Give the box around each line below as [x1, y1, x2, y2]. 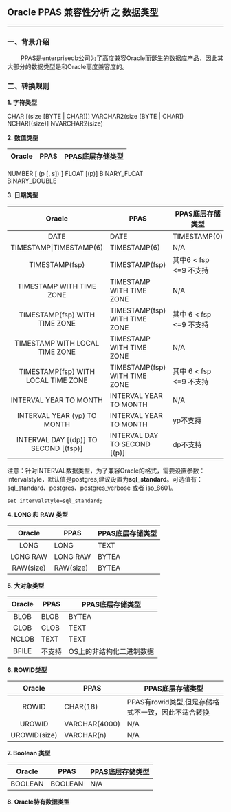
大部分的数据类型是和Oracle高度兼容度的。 [7, 63, 129, 71]
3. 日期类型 [7, 191, 39, 199]
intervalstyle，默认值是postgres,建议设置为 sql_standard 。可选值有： [7, 475, 203, 484]
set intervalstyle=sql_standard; [7, 497, 103, 505]
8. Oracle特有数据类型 [7, 798, 70, 806]
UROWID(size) [10, 731, 58, 740]
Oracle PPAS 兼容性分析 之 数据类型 [7, 6, 159, 19]
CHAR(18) [64, 702, 98, 712]
